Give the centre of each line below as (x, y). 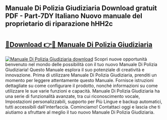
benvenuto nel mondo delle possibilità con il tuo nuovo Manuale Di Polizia (81, 64)
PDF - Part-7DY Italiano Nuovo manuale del (74, 16)
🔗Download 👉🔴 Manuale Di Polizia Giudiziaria (79, 44)
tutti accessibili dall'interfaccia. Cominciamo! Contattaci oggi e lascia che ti (83, 107)
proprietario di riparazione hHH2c (59, 24)
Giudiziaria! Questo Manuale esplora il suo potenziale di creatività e (75, 70)
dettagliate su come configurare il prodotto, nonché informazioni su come (81, 85)
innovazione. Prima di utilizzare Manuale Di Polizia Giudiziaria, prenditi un (81, 75)
